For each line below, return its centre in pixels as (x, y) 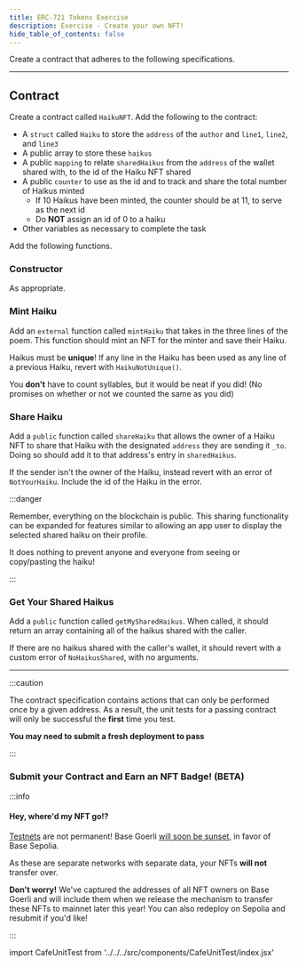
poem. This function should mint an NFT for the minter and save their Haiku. (148, 340)
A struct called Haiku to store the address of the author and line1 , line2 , (155, 134)
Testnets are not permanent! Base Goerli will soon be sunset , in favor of (140, 836)
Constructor (36, 270)
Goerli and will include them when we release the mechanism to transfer (141, 898)
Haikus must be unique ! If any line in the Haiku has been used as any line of (148, 358)
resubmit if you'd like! (49, 918)
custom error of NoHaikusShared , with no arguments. (104, 657)
